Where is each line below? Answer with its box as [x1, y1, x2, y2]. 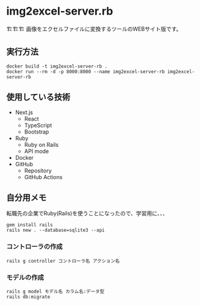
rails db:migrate [6, 294, 51, 300]
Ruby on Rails [24, 141, 59, 148]
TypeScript [24, 121, 52, 129]
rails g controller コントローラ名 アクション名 [6, 258, 120, 264]
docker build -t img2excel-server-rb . [6, 63, 108, 69]
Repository [24, 166, 52, 174]
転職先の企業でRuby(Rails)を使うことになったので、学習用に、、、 [6, 210, 168, 217]
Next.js [15, 109, 34, 116]
